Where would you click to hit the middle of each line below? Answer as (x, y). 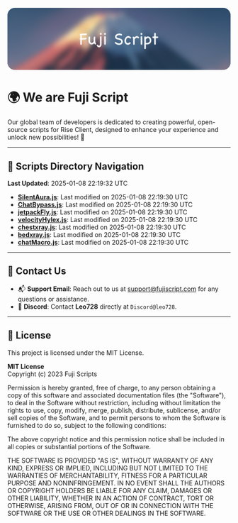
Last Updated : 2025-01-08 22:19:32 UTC (68, 183)
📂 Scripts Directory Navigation (76, 166)
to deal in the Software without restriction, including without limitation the (114, 402)
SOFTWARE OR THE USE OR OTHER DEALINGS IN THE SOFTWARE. (107, 513)
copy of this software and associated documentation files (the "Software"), (117, 395)
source (18, 130)
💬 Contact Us (37, 271)
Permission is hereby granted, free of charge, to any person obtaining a (112, 387)
